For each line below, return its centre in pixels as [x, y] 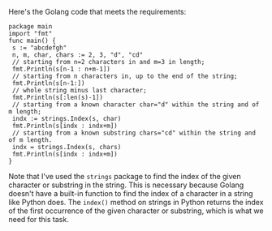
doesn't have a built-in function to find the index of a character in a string [131, 193]
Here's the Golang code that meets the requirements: [97, 12]
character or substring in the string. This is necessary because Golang [126, 185]
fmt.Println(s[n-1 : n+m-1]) [61, 69]
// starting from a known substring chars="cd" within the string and [134, 133]
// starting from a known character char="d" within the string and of [136, 105]
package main [30, 27]
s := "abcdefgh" [39, 48]
